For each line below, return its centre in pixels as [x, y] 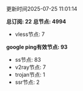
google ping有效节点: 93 [37, 47]
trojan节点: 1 [30, 75]
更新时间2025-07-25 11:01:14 [42, 9]
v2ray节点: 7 [30, 67]
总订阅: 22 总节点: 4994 [36, 22]
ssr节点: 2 [27, 82]
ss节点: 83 [28, 60]
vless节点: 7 [30, 34]
